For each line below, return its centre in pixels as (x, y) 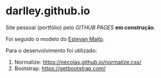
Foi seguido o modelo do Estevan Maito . (55, 39)
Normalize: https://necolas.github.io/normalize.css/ (78, 62)
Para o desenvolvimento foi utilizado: (51, 50)
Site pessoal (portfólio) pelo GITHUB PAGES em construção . (80, 27)
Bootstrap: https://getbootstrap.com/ (60, 68)
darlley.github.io (48, 11)
